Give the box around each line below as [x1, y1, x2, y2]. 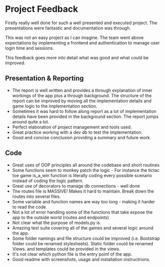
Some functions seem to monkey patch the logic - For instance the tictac [12, 167, 160, 173]
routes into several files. [12, 193, 61, 199]
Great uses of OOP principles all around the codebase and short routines [12, 162, 160, 168]
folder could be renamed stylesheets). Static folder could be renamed [12, 240, 153, 246]
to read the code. [12, 204, 48, 210]
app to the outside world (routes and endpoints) [12, 214, 109, 220]
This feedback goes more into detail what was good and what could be [5, 54, 149, 60]
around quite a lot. [12, 118, 50, 124]
